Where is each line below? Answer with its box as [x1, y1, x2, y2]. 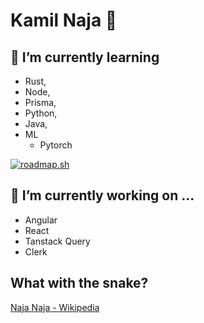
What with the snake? [10, 275, 149, 292]
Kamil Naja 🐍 [10, 9, 118, 32]
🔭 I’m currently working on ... [10, 187, 195, 204]
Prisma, [24, 97, 57, 108]
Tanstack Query [24, 235, 91, 247]
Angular [24, 214, 58, 226]
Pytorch [39, 139, 73, 151]
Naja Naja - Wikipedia [10, 301, 100, 313]
